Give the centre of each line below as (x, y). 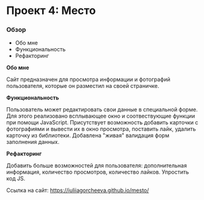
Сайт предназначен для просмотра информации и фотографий (88, 79)
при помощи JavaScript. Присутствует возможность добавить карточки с (102, 123)
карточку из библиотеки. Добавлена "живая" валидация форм (88, 135)
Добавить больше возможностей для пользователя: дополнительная (97, 166)
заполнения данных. (33, 142)
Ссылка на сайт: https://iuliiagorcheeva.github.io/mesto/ (78, 190)
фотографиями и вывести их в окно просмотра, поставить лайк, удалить (101, 129)
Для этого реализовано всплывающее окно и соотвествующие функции (101, 116)
